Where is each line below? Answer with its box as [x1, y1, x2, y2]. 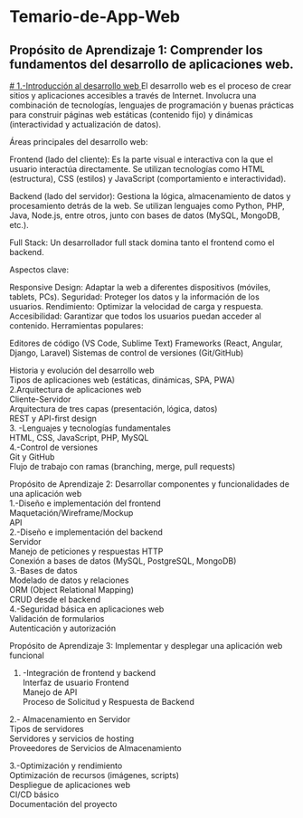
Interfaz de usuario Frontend [22, 677, 129, 688]
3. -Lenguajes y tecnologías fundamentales [9, 423, 172, 433]
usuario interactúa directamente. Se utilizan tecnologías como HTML [9, 164, 265, 174]
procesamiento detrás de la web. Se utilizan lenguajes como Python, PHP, [9, 201, 285, 211]
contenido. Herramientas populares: [9, 320, 144, 331]
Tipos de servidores [9, 724, 84, 734]
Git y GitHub [9, 452, 55, 462]
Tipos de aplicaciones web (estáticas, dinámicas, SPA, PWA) [9, 375, 235, 385]
